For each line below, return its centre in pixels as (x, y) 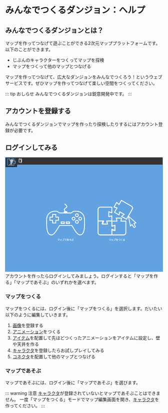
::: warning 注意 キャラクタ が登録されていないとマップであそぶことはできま (83, 393)
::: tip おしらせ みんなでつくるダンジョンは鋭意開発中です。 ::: (68, 94)
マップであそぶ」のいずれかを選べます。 (57, 282)
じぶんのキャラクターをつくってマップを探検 (58, 60)
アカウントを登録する (38, 111)
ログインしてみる (31, 148)
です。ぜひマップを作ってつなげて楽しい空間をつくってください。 (90, 83)
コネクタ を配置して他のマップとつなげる (54, 356)
